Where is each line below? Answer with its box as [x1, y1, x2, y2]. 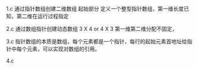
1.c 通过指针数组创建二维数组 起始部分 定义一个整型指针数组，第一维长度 [6, 5, 184, 12]
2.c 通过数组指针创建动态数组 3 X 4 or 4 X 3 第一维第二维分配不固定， [6, 26, 178, 32]
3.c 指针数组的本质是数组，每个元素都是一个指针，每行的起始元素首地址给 [6, 38, 187, 45]
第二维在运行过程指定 [16, 12, 69, 20]
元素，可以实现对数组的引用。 [26, 45, 100, 52]
